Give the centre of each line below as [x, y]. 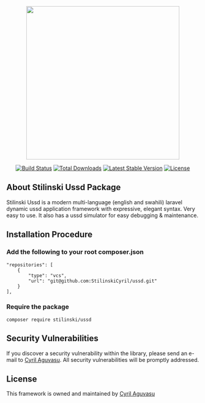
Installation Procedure [50, 235]
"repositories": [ [30, 265]
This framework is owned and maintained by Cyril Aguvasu [80, 394]
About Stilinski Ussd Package [64, 187]
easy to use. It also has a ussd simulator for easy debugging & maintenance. [102, 215]
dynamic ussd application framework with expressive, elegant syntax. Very [101, 209]
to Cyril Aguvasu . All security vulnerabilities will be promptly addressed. [109, 359]
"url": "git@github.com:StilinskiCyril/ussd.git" [93, 281]
